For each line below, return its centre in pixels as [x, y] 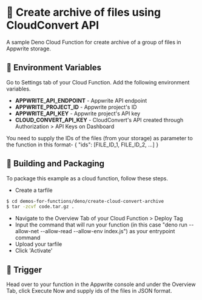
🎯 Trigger [24, 270]
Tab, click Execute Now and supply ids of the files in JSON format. [89, 291]
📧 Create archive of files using [84, 12]
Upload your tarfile [39, 244]
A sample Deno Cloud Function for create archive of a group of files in [94, 42]
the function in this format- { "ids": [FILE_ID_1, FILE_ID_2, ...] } [82, 145]
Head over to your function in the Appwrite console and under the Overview [101, 284]
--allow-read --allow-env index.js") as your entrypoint [108, 231]
